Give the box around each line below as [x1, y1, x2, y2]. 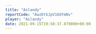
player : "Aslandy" [5, 16, 44, 21]
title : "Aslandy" [5, 7, 42, 12]
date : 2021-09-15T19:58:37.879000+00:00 [5, 21, 91, 26]
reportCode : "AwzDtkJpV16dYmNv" [5, 12, 73, 17]
